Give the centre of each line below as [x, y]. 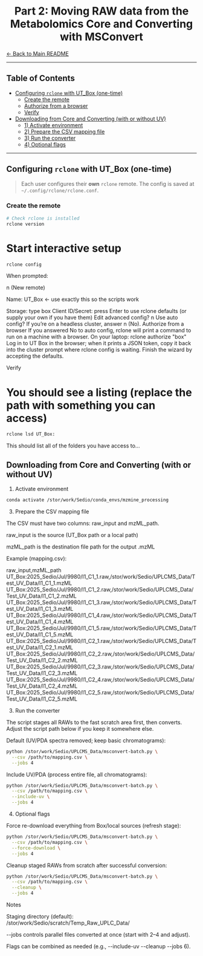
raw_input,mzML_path [34, 570]
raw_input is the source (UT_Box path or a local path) [72, 535]
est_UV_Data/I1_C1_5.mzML [40, 635]
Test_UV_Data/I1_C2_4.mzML [42, 686]
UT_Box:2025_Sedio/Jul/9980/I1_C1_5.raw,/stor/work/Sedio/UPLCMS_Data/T [101, 628]
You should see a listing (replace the [99, 392]
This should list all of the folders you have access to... [73, 446]
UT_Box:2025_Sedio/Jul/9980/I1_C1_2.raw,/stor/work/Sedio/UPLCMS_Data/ [100, 589]
